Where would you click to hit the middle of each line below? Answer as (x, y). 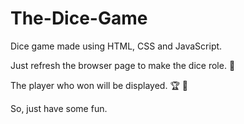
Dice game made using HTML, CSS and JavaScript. (116, 46)
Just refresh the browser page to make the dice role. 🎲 (123, 65)
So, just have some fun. (59, 108)
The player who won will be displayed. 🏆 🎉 (99, 85)
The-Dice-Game (79, 18)
